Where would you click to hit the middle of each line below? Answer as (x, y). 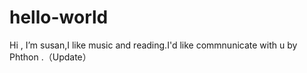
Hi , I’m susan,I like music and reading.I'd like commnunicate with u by (153, 45)
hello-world (59, 17)
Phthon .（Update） (50, 57)
